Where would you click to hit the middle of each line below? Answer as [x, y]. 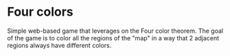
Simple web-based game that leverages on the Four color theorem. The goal [115, 31]
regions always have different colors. [59, 45]
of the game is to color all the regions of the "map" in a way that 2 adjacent [113, 38]
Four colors [40, 12]
